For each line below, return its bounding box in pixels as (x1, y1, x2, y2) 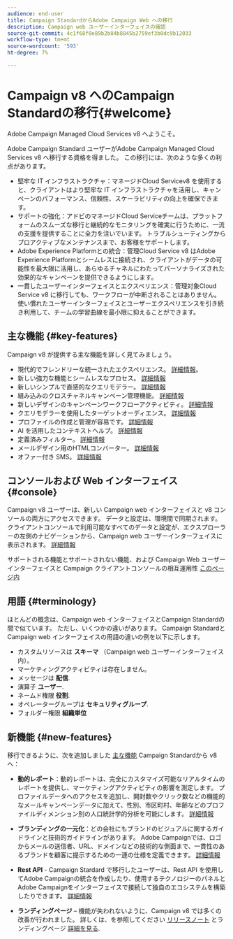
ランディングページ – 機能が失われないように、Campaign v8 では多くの (17, 907, 222, 915)
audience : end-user (7, 10, 64, 17)
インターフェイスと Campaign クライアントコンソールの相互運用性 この (7, 564, 213, 573)
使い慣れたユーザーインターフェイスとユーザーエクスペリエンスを (17, 299, 206, 308)
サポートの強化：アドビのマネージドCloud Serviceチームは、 (17, 211, 193, 220)
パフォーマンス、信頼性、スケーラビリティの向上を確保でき (41, 194, 213, 203)
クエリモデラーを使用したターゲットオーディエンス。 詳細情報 (17, 408, 197, 417)
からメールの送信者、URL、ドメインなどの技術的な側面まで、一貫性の (17, 842, 219, 850)
